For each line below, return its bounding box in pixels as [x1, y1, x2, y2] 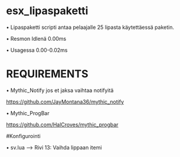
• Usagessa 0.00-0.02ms [6, 46, 68, 54]
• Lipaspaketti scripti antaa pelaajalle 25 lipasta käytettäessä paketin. [6, 24, 174, 31]
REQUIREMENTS [6, 67, 89, 81]
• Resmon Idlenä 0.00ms [6, 35, 67, 42]
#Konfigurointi [6, 132, 41, 139]
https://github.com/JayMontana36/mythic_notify [6, 98, 124, 105]
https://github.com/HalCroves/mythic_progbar [6, 121, 119, 128]
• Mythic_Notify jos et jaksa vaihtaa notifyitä [6, 87, 114, 94]
